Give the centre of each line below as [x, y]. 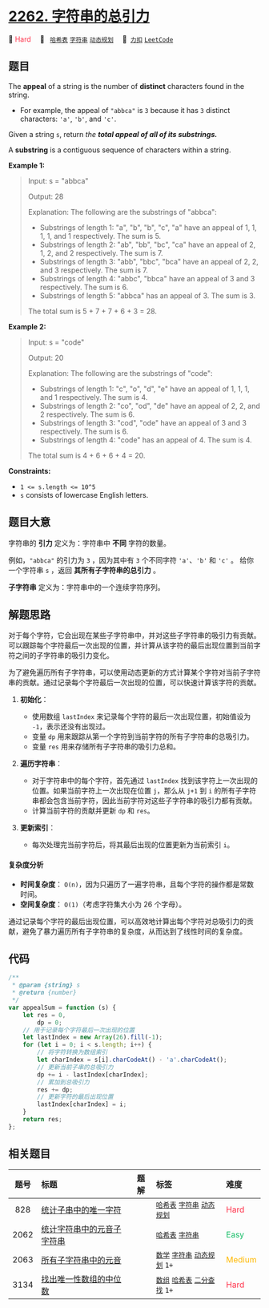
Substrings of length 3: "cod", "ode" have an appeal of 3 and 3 [143, 422]
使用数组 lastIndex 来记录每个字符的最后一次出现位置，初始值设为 [141, 717]
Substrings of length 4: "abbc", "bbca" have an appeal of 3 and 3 [147, 278]
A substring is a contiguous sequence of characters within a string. [120, 150]
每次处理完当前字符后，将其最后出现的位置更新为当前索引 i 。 [133, 845]
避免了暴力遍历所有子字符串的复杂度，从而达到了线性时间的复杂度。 [134, 931]
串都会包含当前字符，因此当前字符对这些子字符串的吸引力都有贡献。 [144, 801]
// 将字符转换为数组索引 [72, 1052]
